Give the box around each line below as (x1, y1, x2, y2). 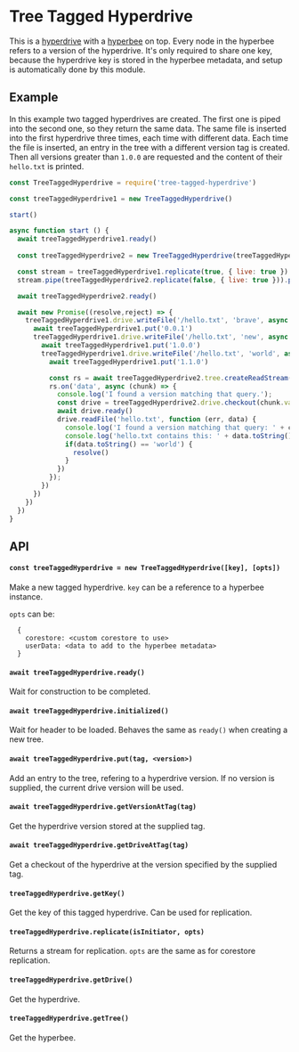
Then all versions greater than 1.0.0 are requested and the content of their (9, 151, 283, 162)
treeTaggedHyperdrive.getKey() (9, 889, 125, 898)
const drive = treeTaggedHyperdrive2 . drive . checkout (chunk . (56, 398, 285, 407)
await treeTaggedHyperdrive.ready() (9, 668, 145, 677)
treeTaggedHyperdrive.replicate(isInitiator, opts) (9, 927, 205, 936)
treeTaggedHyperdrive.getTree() (9, 1014, 129, 1023)
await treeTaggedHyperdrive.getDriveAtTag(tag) (9, 841, 190, 850)
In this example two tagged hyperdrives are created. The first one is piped (9, 113, 281, 124)
